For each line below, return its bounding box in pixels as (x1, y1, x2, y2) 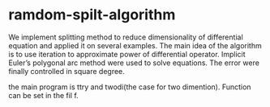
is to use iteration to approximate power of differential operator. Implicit (8, 49, 246, 59)
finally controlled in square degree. (8, 66, 126, 76)
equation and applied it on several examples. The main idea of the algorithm (8, 40, 262, 50)
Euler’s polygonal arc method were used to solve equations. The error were (8, 58, 259, 68)
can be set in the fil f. (8, 90, 79, 100)
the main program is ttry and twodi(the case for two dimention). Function (8, 82, 251, 92)
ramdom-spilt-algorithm (8, 6, 176, 24)
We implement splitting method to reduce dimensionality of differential (8, 32, 243, 42)
